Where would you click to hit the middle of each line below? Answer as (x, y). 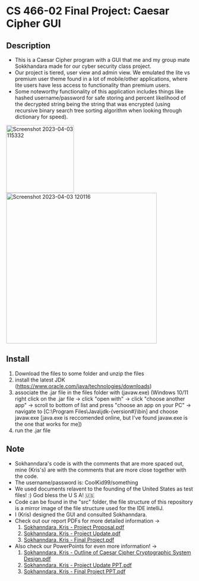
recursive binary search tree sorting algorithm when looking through (98, 110)
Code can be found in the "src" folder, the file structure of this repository (104, 502)
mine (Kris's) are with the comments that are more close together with (100, 470)
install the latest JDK (40, 380)
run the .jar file (33, 430)
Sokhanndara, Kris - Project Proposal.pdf (74, 527)
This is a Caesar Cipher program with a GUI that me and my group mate (102, 60)
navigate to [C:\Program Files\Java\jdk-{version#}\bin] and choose (96, 411)
